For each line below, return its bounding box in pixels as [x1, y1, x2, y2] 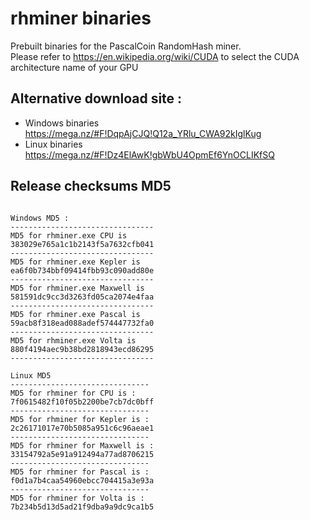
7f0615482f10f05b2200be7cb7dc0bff [10, 397, 155, 407]
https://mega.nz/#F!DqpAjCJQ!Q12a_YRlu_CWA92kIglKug [24, 127, 262, 139]
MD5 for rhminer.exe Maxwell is [10, 283, 145, 293]
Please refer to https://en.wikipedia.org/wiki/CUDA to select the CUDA [10, 50, 300, 62]
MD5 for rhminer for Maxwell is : [10, 440, 155, 451]
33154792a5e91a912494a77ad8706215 [10, 449, 155, 459]
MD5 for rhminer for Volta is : [10, 493, 145, 503]
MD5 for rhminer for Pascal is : [10, 467, 150, 477]
